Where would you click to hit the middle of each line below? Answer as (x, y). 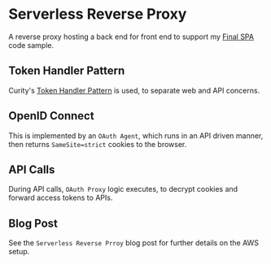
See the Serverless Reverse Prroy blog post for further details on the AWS (133, 243)
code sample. (31, 45)
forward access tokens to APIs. (61, 198)
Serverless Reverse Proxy (98, 14)
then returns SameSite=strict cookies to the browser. (98, 144)
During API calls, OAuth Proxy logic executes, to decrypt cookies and (123, 189)
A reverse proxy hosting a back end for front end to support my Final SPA (131, 37)
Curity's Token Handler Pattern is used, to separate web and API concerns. (134, 90)
